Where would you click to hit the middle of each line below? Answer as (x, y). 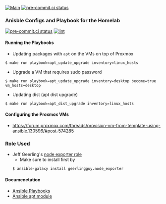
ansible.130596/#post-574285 (43, 131)
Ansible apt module (32, 196)
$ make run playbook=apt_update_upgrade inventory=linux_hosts (72, 63)
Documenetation (23, 180)
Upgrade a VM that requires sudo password (57, 72)
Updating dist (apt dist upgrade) (45, 95)
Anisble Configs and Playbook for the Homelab (63, 20)
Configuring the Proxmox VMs (37, 114)
